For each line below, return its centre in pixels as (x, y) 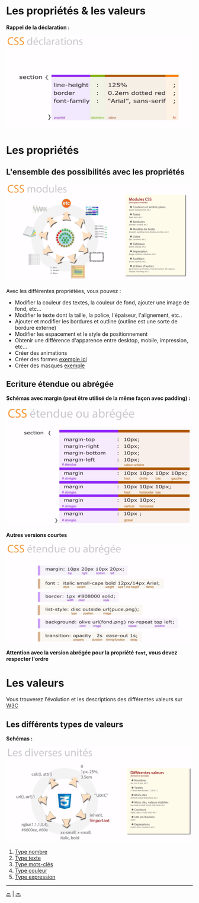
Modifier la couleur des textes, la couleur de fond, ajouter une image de (102, 302)
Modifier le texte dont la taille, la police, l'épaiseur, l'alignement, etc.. (98, 315)
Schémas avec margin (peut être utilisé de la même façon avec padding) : (98, 398)
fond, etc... (28, 309)
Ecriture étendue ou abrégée (60, 384)
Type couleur (31, 871)
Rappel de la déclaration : (38, 27)
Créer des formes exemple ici (51, 359)
